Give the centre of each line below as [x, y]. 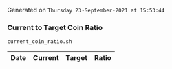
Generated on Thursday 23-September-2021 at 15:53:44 [86, 10]
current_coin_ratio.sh [40, 42]
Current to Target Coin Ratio [55, 27]
